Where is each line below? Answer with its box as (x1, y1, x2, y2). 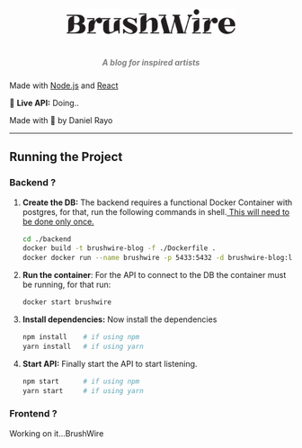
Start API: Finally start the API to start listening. (22, 358, 198, 369)
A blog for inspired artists (102, 58, 200, 68)
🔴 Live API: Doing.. (9, 97, 79, 108)
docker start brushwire (22, 298, 112, 307)
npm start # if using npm (22, 377, 140, 386)
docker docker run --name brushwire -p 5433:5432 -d (22, 254, 225, 263)
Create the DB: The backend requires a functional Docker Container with (22, 197, 293, 208)
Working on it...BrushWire (9, 427, 104, 439)
